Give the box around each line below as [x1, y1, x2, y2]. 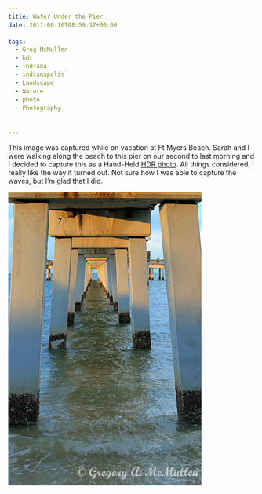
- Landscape [15, 79, 55, 86]
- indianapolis [15, 71, 65, 79]
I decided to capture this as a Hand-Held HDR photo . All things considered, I [8, 159, 254, 169]
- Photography [15, 104, 61, 112]
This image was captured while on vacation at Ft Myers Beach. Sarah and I [8, 143, 249, 152]
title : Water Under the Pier [8, 13, 104, 20]
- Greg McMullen [15, 46, 68, 54]
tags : [8, 38, 26, 46]
